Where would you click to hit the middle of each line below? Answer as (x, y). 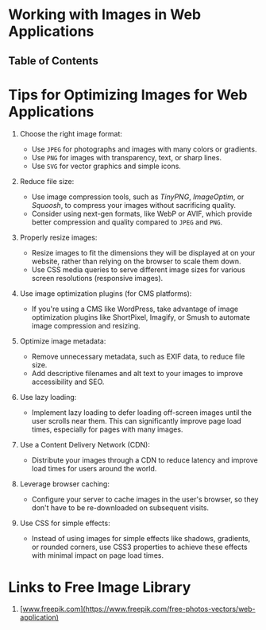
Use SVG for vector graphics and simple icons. (106, 166)
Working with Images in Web (105, 15)
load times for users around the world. (94, 468)
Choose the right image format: (71, 133)
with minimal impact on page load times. (98, 555)
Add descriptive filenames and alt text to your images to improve (137, 373)
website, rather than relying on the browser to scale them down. (136, 261)
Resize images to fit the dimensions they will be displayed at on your (143, 252)
